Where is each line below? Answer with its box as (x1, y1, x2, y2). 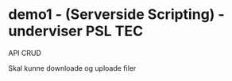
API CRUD (8, 48, 42, 57)
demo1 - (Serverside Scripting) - (8, 6, 225, 24)
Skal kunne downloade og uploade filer (8, 63, 137, 72)
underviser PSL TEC (8, 22, 144, 40)
